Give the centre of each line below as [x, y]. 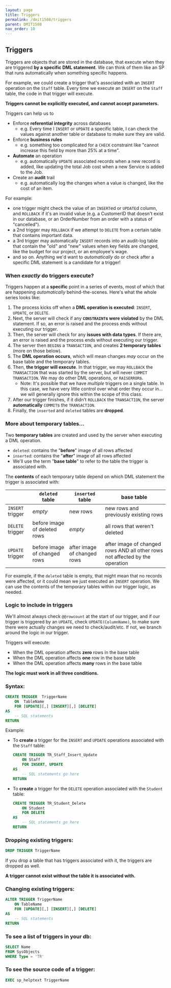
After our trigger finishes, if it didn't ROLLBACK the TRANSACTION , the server [88, 400]
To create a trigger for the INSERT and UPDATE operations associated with [88, 740]
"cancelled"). [26, 224]
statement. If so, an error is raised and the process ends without [80, 324]
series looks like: [23, 298]
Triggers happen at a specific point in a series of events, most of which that [85, 287]
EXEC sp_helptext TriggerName [37, 980]
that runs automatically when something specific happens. [67, 73]
